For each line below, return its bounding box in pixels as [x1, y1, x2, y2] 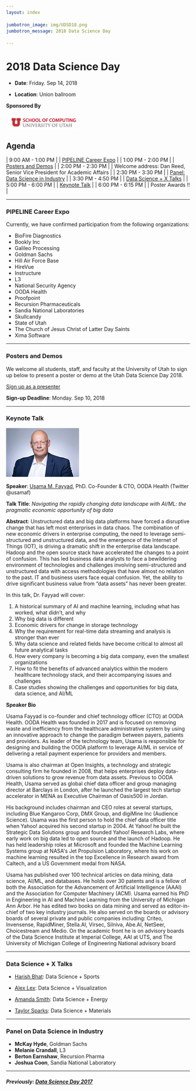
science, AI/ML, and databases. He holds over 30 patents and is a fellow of [6, 877, 187, 884]
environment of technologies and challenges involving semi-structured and [6, 561, 187, 568]
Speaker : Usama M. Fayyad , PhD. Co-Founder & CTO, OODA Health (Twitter [6, 482, 189, 489]
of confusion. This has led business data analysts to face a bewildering [6, 555, 177, 562]
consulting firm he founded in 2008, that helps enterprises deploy [6, 768, 164, 775]
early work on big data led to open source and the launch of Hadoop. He [6, 835, 180, 842]
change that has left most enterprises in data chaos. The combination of [6, 524, 180, 531]
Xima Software [14, 332, 51, 339]
